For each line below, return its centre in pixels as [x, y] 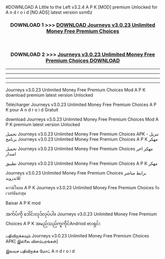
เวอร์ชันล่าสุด [16, 193]
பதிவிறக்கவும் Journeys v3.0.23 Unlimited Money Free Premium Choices [77, 235]
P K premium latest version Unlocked [43, 124]
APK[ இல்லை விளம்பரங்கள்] [32, 241]
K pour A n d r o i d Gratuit [32, 109]
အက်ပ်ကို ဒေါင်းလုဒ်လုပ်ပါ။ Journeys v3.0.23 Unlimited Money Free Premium [81, 214]
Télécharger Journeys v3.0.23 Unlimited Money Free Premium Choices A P [81, 104]
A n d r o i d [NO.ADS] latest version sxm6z [49, 12]
